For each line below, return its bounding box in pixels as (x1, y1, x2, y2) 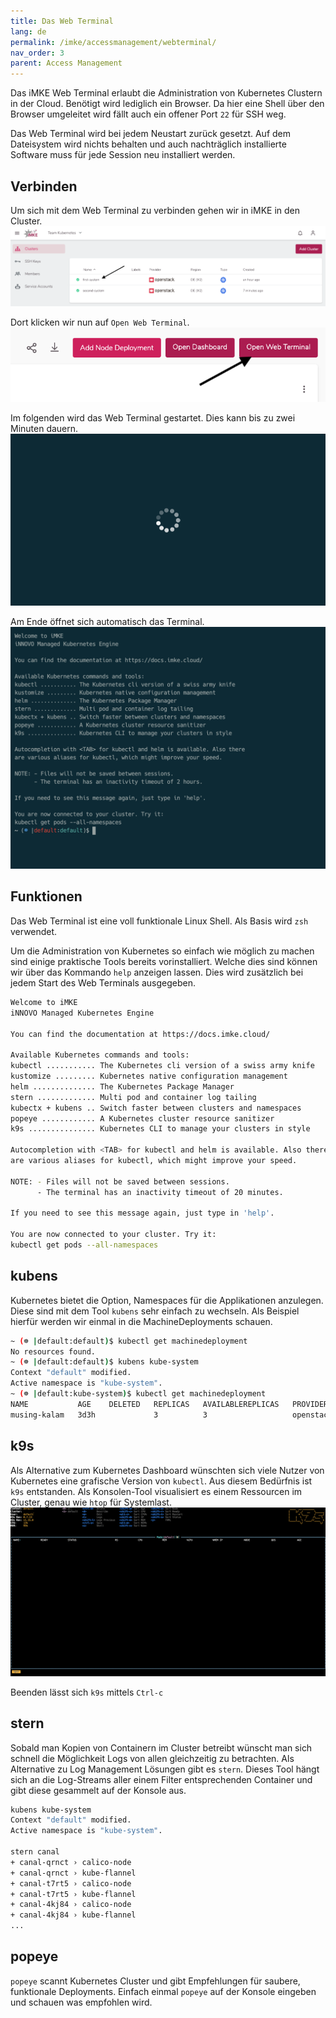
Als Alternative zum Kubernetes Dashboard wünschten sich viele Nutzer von (10, 1464, 325, 1476)
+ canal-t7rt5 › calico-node (10, 1878, 132, 1889)
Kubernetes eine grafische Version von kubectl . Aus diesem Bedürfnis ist (10, 1475, 313, 1487)
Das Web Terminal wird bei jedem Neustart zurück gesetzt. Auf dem (10, 128, 291, 140)
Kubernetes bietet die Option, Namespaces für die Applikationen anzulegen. (10, 1294, 324, 1306)
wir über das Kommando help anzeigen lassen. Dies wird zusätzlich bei (10, 966, 304, 978)
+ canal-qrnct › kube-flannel (10, 1868, 137, 1878)
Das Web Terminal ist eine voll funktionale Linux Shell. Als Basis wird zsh (10, 915, 309, 927)
